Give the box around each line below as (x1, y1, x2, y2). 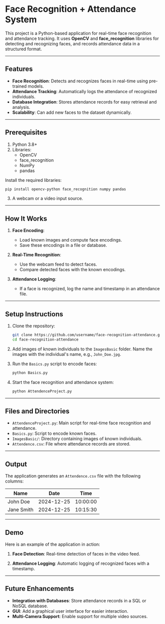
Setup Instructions (5, 310, 63, 318)
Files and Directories (5, 407, 70, 415)
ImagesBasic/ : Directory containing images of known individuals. (12, 436, 142, 442)
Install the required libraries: (5, 177, 62, 183)
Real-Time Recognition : (12, 252, 61, 258)
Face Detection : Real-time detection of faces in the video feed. (12, 551, 140, 556)
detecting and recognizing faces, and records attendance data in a (5, 40, 140, 46)
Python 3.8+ (12, 141, 38, 147)
